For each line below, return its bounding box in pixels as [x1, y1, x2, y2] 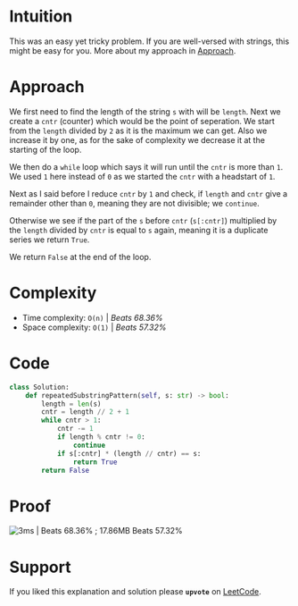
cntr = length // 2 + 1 [41, 408, 129, 417]
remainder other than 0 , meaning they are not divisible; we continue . [9, 198, 261, 208]
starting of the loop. [9, 144, 82, 155]
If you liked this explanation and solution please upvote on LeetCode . [9, 586, 261, 597]
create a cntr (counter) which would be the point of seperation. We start [9, 115, 275, 126]
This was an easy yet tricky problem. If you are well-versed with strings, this [9, 36, 290, 46]
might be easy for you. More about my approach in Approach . [9, 45, 236, 55]
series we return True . [9, 234, 90, 245]
